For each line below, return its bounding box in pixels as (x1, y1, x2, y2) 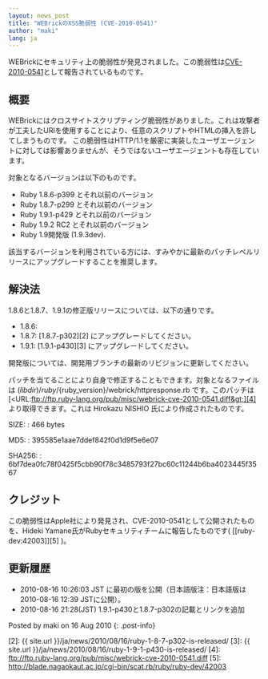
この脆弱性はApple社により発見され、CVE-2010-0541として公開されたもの (8, 515, 255, 525)
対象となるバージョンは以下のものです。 (8, 173, 141, 183)
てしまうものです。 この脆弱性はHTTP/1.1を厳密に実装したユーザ (8, 135, 220, 145)
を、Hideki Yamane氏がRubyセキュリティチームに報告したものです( (8, 526, 230, 536)
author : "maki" (8, 26, 59, 34)
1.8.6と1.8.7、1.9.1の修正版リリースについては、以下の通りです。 (8, 305, 218, 315)
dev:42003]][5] (8, 536, 59, 545)
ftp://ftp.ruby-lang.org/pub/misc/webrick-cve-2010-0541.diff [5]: (8, 653, 222, 662)
